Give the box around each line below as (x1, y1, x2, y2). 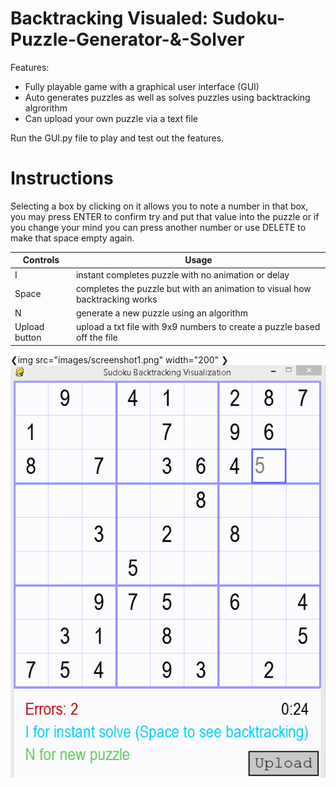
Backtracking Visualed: (10, 7, 209, 30)
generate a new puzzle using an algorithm (75, 307, 248, 319)
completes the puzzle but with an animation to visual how (75, 282, 312, 294)
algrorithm (24, 102, 68, 114)
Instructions (10, 167, 114, 190)
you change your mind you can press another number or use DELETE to (10, 221, 307, 233)
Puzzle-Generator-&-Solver (10, 28, 245, 51)
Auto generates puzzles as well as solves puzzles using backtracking (24, 91, 311, 103)
